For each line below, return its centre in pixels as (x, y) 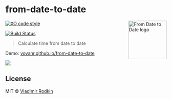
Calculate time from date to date (52, 43)
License (18, 79)
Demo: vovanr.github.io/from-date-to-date (50, 53)
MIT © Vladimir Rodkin (29, 91)
